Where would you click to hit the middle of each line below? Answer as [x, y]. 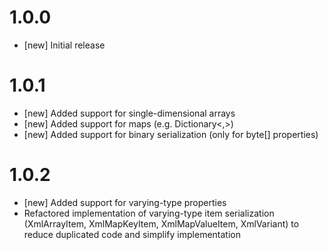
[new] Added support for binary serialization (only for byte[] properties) [171, 134]
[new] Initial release [64, 45]
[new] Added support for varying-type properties [125, 202]
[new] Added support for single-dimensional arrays [129, 113]
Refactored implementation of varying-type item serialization [149, 213]
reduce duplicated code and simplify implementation [132, 234]
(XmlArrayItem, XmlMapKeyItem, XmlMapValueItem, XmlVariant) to [161, 223]
